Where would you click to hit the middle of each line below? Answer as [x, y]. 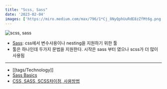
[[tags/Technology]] [33, 70]
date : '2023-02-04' [25, 14]
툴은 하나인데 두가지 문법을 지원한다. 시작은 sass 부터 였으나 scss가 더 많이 [85, 49]
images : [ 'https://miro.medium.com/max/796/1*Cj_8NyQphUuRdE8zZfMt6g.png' [84, 19]
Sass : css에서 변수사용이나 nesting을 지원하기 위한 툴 [65, 43]
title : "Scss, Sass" [27, 10]
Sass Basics [25, 75]
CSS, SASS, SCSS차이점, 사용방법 [46, 81]
